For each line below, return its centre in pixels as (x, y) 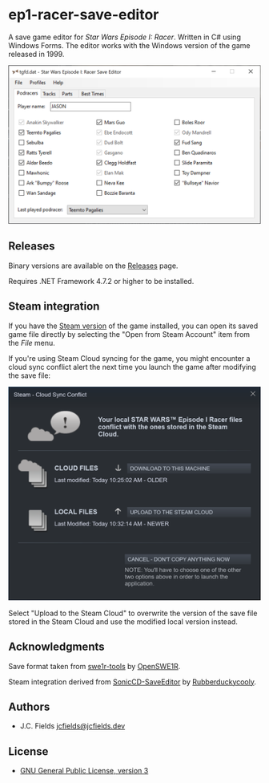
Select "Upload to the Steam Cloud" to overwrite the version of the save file (133, 613)
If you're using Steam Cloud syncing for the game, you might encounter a (129, 358)
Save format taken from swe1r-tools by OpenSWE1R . (94, 666)
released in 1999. (36, 54)
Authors (29, 706)
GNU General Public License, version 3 (84, 771)
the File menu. (32, 343)
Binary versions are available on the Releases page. (93, 266)
